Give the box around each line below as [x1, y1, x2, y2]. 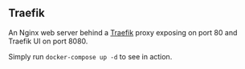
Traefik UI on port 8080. [8, 36, 88, 46]
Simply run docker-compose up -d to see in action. [8, 51, 173, 61]
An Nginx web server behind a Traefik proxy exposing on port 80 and [8, 27, 238, 37]
